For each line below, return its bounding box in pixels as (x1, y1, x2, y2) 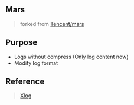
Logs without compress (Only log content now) (14, 53, 129, 60)
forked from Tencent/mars (19, 20, 84, 27)
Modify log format (14, 59, 58, 67)
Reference (5, 77, 45, 87)
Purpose (5, 38, 38, 48)
